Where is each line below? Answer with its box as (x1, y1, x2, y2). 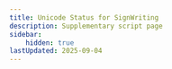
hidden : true (25, 38, 75, 47)
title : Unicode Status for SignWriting (9, 13, 159, 22)
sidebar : (9, 30, 42, 39)
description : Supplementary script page (9, 22, 164, 30)
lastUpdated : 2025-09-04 (9, 47, 103, 56)
